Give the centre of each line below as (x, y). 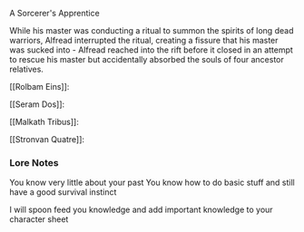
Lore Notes (34, 162)
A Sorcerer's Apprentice (54, 13)
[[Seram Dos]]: (37, 104)
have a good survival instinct (63, 192)
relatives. (26, 69)
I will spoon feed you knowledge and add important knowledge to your (142, 210)
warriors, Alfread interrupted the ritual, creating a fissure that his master (144, 40)
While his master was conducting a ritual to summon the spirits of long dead (152, 30)
